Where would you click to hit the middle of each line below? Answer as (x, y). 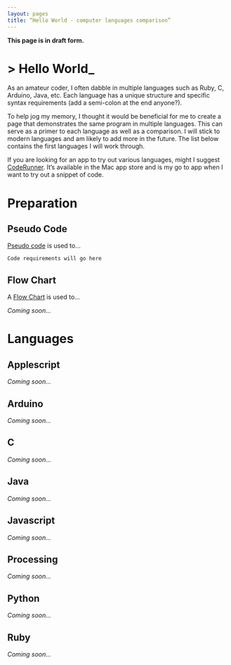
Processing (33, 559)
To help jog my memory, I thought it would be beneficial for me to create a (114, 116)
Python (24, 598)
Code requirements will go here (54, 259)
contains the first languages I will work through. (76, 146)
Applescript (34, 364)
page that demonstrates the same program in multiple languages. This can (115, 124)
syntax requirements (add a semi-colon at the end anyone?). (95, 103)
